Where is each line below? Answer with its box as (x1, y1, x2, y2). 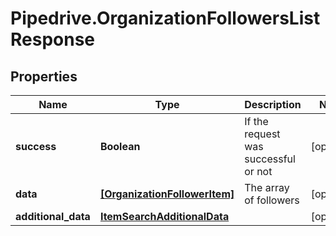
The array (244, 181, 290, 194)
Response (10, 28, 96, 51)
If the (244, 115, 269, 128)
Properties (10, 68, 78, 85)
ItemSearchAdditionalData (99, 210, 230, 223)
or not (244, 165, 273, 178)
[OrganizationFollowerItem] (99, 187, 235, 201)
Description (244, 98, 302, 111)
